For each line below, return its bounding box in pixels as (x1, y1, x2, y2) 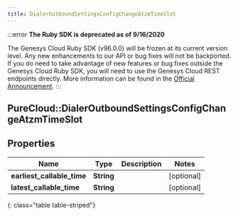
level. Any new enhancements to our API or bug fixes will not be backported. (7, 51, 232, 60)
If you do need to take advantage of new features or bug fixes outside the (7, 58, 223, 68)
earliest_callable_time (11, 170, 87, 180)
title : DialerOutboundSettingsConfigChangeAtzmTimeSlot (7, 10, 176, 18)
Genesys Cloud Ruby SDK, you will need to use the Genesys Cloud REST (7, 66, 220, 75)
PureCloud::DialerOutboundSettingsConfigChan (7, 103, 227, 115)
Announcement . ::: (7, 81, 62, 90)
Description (121, 158, 162, 168)
